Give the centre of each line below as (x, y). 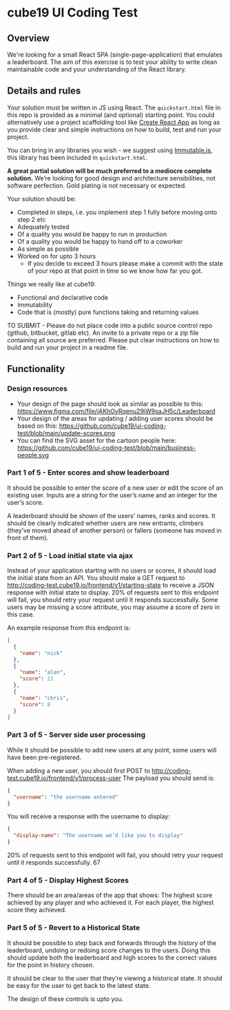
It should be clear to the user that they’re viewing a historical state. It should (115, 978)
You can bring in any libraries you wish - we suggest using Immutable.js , (110, 150)
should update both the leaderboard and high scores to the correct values (112, 957)
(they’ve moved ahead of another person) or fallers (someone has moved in (114, 530)
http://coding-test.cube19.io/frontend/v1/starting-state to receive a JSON (111, 585)
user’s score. (25, 502)
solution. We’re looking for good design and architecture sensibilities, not (111, 178)
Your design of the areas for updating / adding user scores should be (115, 418)
